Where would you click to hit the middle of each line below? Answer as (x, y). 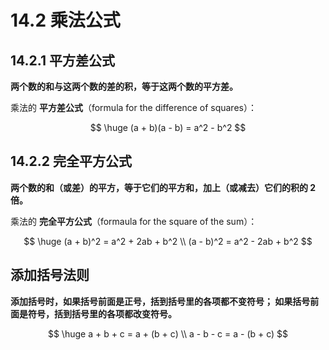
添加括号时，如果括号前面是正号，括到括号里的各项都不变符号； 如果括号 (160, 301)
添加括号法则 (50, 275)
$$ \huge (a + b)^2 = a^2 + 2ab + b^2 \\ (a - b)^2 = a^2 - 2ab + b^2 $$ (168, 241)
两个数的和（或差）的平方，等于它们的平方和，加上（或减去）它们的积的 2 (163, 187)
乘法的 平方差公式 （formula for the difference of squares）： (133, 107)
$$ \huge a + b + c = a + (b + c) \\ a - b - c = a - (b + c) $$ (168, 333)
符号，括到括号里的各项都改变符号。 (102, 313)
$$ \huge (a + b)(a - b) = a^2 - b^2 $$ (168, 127)
